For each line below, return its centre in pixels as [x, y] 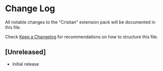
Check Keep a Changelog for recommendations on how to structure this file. [82, 37]
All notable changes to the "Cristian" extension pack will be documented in [80, 22]
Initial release [25, 64]
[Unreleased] [26, 52]
